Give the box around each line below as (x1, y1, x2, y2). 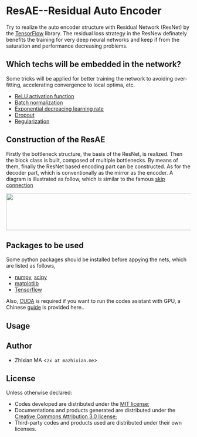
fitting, (6, 81, 22, 88)
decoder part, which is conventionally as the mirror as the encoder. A (6, 169, 174, 176)
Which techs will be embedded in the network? (6, 59, 182, 69)
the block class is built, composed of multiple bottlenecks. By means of (6, 156, 179, 164)
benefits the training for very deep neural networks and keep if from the (6, 36, 180, 43)
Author (6, 341, 32, 351)
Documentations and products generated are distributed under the (14, 407, 176, 414)
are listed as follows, (6, 262, 56, 269)
